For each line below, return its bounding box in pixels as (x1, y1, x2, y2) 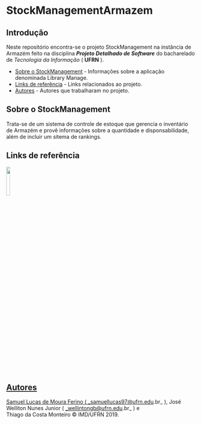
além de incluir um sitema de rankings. (6, 133, 102, 140)
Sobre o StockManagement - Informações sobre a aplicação (14, 68, 165, 75)
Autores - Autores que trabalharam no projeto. (14, 87, 130, 94)
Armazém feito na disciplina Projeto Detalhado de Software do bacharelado (6, 50, 195, 57)
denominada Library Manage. (14, 74, 88, 81)
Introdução (6, 28, 49, 38)
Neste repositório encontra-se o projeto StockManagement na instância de (6, 43, 191, 50)
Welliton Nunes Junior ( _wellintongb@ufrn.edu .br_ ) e (6, 405, 140, 412)
